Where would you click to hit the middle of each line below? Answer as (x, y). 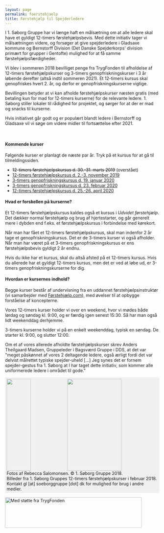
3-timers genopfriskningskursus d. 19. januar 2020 (63, 180)
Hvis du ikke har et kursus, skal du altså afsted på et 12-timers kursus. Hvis (81, 257)
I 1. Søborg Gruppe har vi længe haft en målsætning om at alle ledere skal (79, 33)
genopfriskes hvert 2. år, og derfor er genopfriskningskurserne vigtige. (76, 84)
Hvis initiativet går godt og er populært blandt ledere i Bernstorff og (73, 118)
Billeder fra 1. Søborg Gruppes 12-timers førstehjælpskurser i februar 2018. (82, 478)
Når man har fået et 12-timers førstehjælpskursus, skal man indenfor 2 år (78, 232)
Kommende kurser (24, 144)
